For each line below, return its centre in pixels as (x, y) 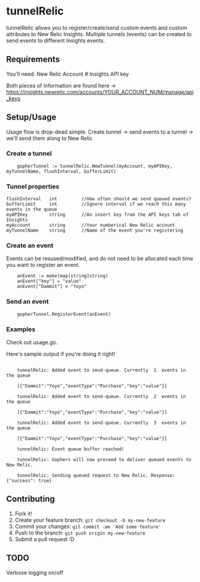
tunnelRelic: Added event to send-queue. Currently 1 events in (101, 370)
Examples (21, 329)
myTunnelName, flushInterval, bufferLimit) (61, 171)
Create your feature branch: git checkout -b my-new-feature (90, 520)
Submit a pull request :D (45, 539)
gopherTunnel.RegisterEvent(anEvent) (64, 314)
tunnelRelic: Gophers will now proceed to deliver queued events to (104, 460)
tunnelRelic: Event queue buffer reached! (71, 449)
